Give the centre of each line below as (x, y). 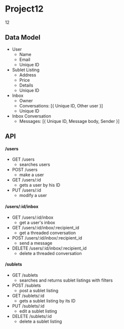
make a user (32, 175)
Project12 (24, 9)
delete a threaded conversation (50, 253)
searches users (35, 164)
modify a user (33, 195)
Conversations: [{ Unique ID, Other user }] (61, 105)
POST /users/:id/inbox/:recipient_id (47, 238)
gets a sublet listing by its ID (47, 300)
